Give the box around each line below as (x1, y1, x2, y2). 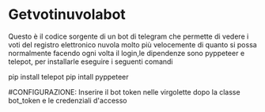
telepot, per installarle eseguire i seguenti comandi (8, 57, 173, 66)
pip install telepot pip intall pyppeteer (8, 72, 129, 81)
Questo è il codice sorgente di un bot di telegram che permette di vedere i (8, 32, 249, 41)
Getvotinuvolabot (8, 6, 127, 24)
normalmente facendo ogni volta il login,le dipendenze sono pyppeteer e (8, 48, 245, 58)
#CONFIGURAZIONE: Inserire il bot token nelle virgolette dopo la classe (8, 87, 240, 96)
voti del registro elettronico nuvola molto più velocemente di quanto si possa (8, 39, 257, 49)
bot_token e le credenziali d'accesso (8, 95, 127, 105)
